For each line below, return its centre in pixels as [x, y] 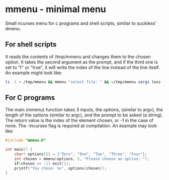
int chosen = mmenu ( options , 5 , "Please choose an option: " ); [82, 159]
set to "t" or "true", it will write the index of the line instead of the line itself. [82, 67]
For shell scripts [31, 45]
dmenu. [13, 28]
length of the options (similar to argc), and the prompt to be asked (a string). [84, 115]
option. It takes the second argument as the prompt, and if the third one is [82, 62]
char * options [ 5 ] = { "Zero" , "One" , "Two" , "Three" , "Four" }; [81, 154]
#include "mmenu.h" [26, 140]
